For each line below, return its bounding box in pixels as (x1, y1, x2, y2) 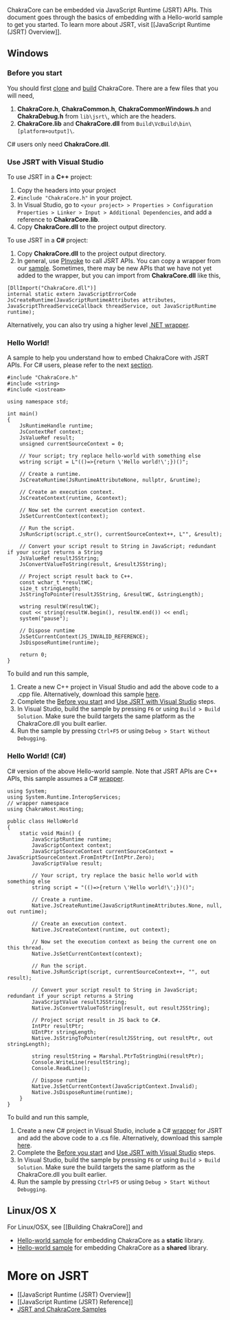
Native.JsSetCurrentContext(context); (32, 950, 143, 957)
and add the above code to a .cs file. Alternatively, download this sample (16, 1133, 223, 1142)
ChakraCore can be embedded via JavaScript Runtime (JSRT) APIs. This (7, 6, 212, 14)
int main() (7, 410, 38, 417)
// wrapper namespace (7, 799, 69, 806)
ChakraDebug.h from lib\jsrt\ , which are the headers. (16, 112, 176, 120)
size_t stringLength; (19, 585, 81, 592)
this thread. (7, 944, 45, 951)
